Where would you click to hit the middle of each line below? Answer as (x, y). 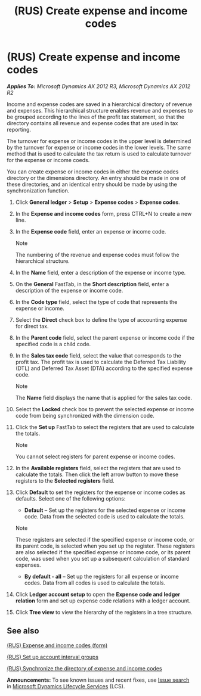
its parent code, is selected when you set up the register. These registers (105, 546)
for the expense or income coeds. (48, 160)
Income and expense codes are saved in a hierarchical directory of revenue (100, 104)
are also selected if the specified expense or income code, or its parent (103, 552)
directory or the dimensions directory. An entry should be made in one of (96, 178)
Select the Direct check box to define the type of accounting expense (101, 319)
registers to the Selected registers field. (65, 480)
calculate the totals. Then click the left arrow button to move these (97, 474)
